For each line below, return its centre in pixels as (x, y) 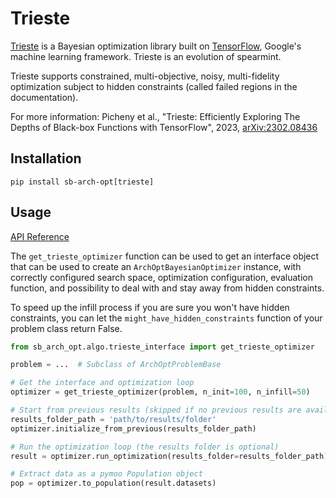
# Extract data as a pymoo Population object (106, 474)
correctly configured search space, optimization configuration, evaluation (161, 277)
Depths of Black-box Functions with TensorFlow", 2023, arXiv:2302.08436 (164, 127)
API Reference (40, 236)
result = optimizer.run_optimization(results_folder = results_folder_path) (169, 456)
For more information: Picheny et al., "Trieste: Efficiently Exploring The (155, 116)
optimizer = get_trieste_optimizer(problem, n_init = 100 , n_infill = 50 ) (160, 392)
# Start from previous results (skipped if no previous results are (156, 410)
